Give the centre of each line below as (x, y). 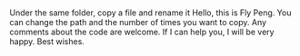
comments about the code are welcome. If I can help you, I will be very (142, 32)
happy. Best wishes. (47, 42)
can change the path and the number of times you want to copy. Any (138, 23)
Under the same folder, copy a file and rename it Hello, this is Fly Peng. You (150, 13)
